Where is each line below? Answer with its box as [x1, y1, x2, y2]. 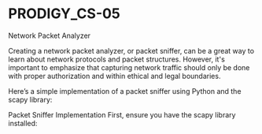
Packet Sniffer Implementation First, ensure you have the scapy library [8, 110, 236, 119]
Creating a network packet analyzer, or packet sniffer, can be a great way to [8, 46, 254, 55]
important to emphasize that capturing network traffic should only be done [8, 62, 250, 72]
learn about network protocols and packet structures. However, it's [8, 54, 226, 64]
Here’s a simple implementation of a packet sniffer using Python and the [8, 86, 242, 95]
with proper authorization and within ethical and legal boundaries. [8, 71, 221, 80]
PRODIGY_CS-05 [8, 5, 120, 23]
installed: [8, 118, 38, 128]
